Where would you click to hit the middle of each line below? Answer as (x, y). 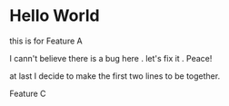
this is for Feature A (46, 41)
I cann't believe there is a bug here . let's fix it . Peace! (111, 58)
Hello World (55, 16)
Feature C (28, 93)
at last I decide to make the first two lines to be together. (115, 76)
